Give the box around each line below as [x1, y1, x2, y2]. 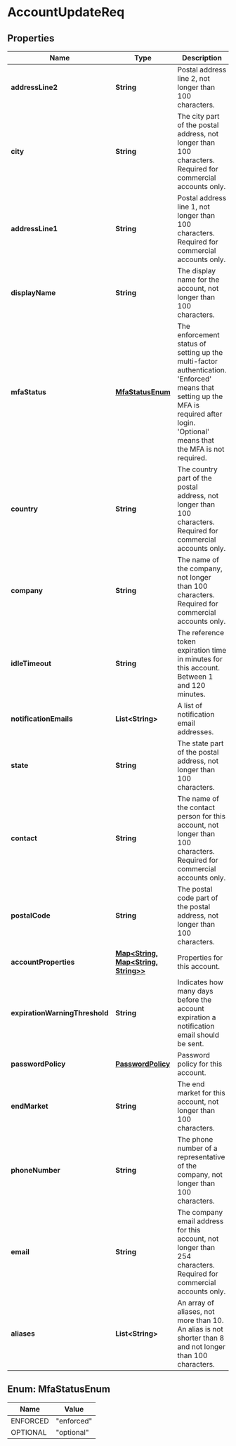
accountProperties [11, 957, 75, 967]
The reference [177, 628, 225, 637]
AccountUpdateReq [7, 4, 125, 20]
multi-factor [177, 356, 218, 366]
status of [177, 339, 206, 349]
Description [181, 53, 223, 63]
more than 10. [177, 1315, 224, 1325]
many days [177, 986, 214, 996]
